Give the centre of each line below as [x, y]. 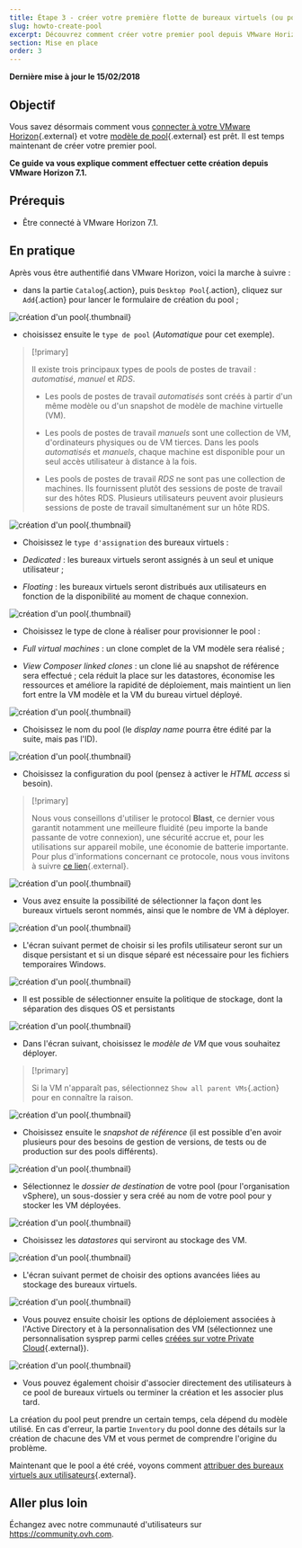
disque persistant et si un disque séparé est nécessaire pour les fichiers [155, 955]
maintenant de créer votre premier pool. [83, 146]
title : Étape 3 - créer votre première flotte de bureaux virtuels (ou [146, 18]
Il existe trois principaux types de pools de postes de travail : [143, 369]
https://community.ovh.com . [62, 1535]
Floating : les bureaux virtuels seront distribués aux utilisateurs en [144, 586]
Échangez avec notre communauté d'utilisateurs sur [106, 1525]
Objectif [32, 105]
